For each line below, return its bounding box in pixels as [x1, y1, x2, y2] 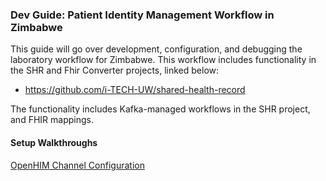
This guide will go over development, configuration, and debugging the [10, 43, 303, 55]
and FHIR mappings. [10, 114, 94, 126]
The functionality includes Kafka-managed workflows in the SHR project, [10, 103, 311, 115]
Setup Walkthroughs [10, 136, 98, 148]
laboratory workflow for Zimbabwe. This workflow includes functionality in [10, 54, 317, 66]
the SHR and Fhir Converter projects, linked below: [10, 64, 220, 77]
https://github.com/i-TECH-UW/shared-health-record [24, 84, 246, 96]
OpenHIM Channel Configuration [10, 159, 145, 171]
